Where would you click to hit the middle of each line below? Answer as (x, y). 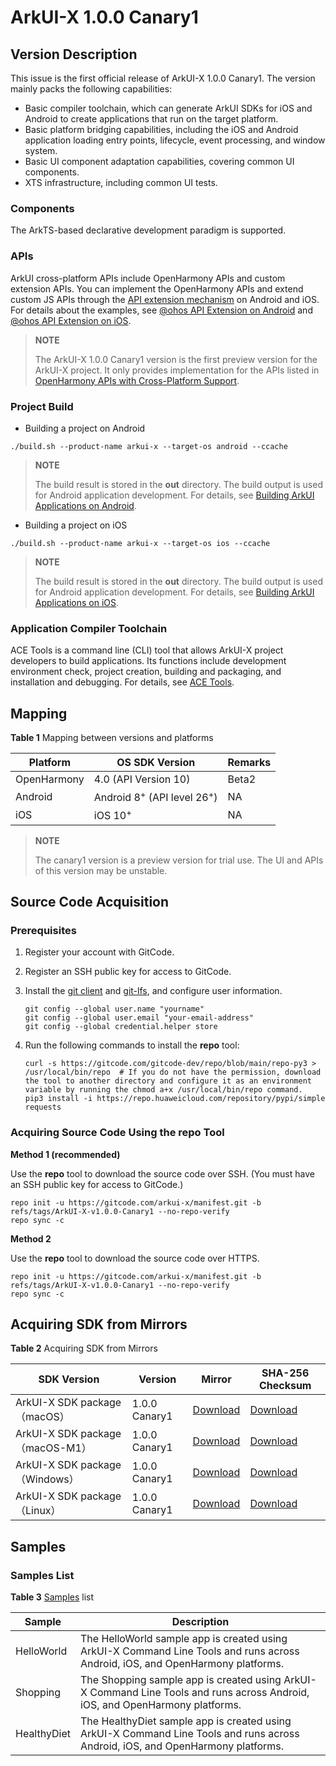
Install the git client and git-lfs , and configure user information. (153, 991)
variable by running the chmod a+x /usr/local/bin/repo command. (163, 1090)
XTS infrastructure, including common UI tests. (121, 182)
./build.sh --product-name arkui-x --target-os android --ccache (149, 446)
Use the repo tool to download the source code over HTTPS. (135, 1258)
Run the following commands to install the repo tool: (132, 1045)
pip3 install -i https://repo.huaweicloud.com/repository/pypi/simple (175, 1099)
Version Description (74, 54)
